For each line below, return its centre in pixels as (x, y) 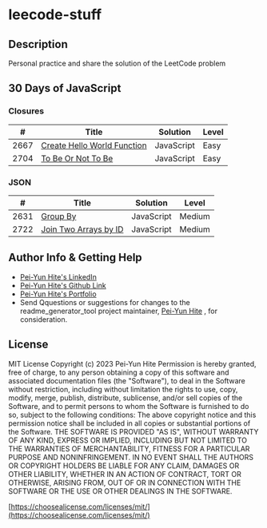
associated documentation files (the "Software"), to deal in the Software (127, 380)
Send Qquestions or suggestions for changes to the (105, 302)
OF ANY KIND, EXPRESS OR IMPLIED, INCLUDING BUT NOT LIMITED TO (128, 440)
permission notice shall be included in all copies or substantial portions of (130, 423)
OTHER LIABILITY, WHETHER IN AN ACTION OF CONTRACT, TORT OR (125, 474)
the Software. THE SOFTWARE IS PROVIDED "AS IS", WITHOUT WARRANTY (133, 431)
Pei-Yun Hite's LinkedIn (58, 276)
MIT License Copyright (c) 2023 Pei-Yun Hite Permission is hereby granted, (133, 363)
